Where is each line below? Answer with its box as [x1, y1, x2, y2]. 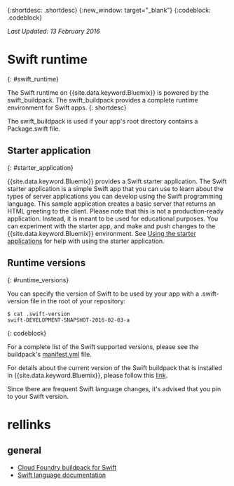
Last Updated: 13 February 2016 [7, 27, 100, 35]
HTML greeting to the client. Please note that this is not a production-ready [7, 206, 224, 215]
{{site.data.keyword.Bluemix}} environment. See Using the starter [7, 229, 196, 237]
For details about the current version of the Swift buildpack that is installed [7, 363, 223, 372]
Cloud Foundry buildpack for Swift [17, 463, 117, 471]
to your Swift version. [7, 392, 69, 400]
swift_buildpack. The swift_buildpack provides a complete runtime [7, 96, 198, 104]
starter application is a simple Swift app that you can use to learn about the [7, 184, 224, 192]
